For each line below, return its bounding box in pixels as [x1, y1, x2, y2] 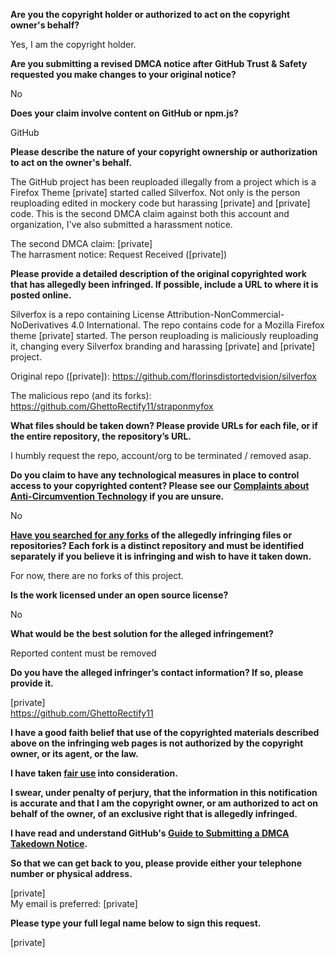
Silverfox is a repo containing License [10, 309, 165, 320]
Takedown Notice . [10, 838, 88, 849]
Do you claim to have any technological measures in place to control [10, 469, 300, 481]
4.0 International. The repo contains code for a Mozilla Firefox [70, 319, 325, 331]
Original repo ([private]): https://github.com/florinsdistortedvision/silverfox [10, 370, 317, 382]
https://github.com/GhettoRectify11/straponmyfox [10, 400, 214, 412]
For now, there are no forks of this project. [10, 570, 184, 581]
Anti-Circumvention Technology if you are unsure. [10, 490, 225, 502]
